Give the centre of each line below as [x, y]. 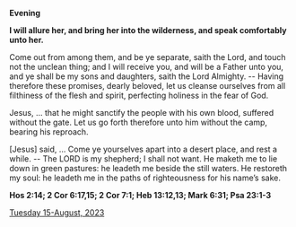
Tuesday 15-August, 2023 [57, 213]
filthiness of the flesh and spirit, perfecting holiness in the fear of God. [139, 95]
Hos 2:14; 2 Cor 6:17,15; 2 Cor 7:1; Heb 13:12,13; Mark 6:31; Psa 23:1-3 [140, 195]
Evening [25, 13]
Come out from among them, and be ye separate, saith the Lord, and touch [148, 57]
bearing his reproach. [49, 132]
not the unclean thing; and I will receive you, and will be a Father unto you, [147, 67]
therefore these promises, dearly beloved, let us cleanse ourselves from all [148, 86]
